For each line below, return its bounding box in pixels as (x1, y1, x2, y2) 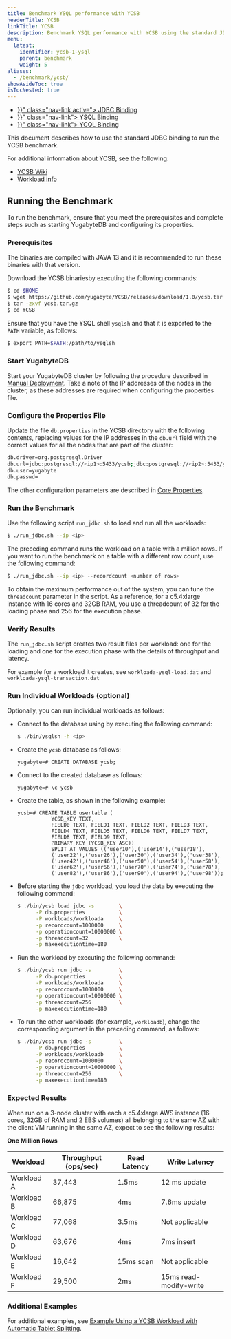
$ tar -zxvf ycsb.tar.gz (7, 300, 78, 307)
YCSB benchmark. (7, 141, 59, 149)
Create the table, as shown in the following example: (16, 797, 166, 805)
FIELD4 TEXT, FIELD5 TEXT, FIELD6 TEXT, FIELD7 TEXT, (51, 827, 208, 835)
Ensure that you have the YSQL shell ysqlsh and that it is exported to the (7, 319, 212, 327)
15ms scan (117, 1256, 154, 1266)
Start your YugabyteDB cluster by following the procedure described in (7, 371, 208, 379)
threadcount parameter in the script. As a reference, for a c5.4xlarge (7, 592, 201, 600)
